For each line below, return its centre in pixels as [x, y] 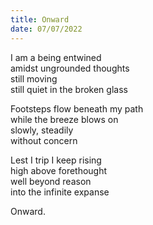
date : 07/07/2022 [46, 29]
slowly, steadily [42, 130]
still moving [34, 78]
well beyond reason [51, 181]
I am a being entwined [56, 57]
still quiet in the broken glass [69, 89]
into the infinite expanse [60, 192]
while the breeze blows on [64, 119]
